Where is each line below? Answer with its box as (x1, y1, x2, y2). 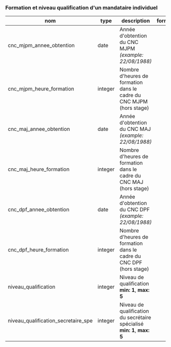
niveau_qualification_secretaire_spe (8, 317, 93, 325)
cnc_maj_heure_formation (8, 166, 70, 173)
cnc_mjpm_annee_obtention (8, 42, 75, 49)
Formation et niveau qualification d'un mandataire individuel (5, 4, 158, 11)
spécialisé (119, 320, 144, 328)
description (121, 17, 150, 25)
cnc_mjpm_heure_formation (8, 85, 75, 92)
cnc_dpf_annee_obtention (8, 206, 70, 213)
